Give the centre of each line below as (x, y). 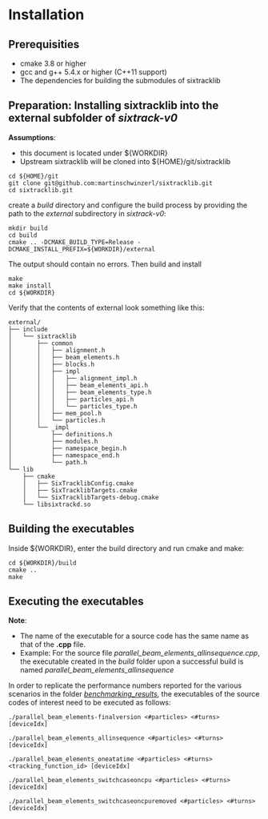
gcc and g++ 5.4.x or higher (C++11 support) (94, 72)
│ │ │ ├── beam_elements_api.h (78, 385)
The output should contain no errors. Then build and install (105, 264)
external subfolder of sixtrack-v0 (93, 118)
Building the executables (71, 529)
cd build (23, 235)
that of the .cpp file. (53, 644)
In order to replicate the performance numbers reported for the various (125, 685)
